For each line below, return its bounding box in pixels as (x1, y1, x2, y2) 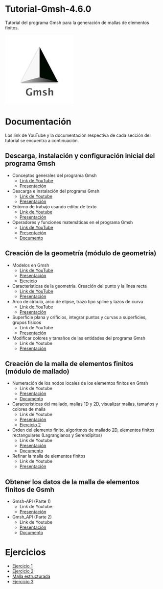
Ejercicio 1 (12, 563, 33, 569)
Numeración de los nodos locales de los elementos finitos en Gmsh (12, 380, 148, 386)
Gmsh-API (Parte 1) (12, 498, 51, 504)
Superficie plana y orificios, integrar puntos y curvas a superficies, (12, 314, 147, 320)
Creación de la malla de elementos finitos (5, 359, 134, 368)
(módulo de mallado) (5, 367, 70, 375)
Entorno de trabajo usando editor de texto (12, 203, 97, 209)
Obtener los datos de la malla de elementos (5, 478, 140, 486)
